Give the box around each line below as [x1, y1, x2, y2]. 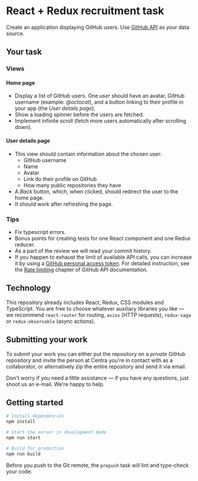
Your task [6, 47, 42, 57]
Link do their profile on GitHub [23, 175, 97, 182]
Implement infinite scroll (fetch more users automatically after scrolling [14, 117, 187, 124]
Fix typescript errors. [14, 228, 66, 235]
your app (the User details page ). [14, 105, 96, 112]
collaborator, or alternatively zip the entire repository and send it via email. [6, 363, 187, 370]
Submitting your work [6, 335, 88, 345]
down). [14, 124, 32, 131]
